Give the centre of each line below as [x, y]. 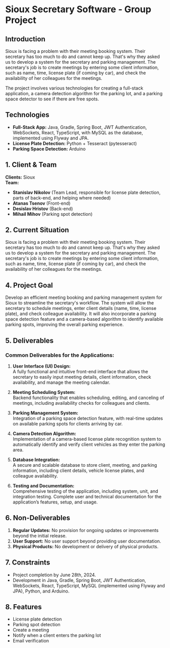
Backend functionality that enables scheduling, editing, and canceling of [88, 398]
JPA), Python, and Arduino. [41, 591]
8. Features [24, 607]
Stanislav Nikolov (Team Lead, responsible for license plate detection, [87, 192]
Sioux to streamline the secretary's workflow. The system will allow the [80, 303]
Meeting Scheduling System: [44, 392]
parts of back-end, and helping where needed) [62, 198]
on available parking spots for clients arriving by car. [68, 424]
